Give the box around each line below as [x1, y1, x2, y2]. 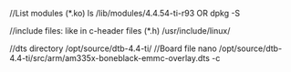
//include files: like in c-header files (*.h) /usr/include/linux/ [9, 26, 231, 36]
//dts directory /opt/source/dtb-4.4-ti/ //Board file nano [9, 43, 217, 54]
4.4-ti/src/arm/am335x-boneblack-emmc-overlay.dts [9, 53, 210, 63]
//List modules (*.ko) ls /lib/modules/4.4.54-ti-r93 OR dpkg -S [9, 8, 241, 18]
